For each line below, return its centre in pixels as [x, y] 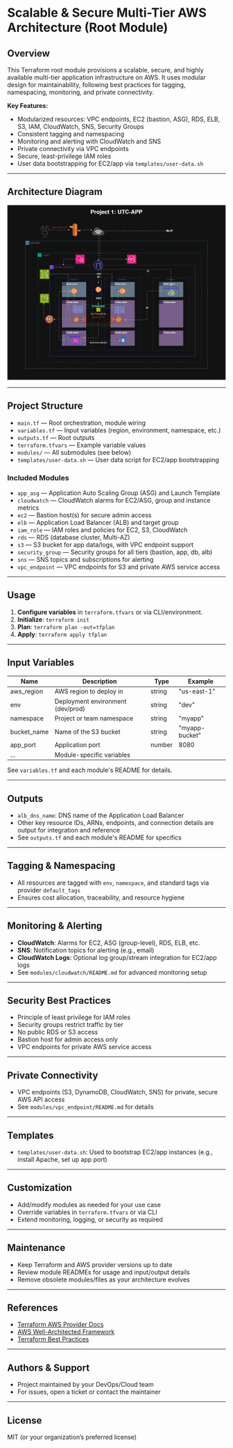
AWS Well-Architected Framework [66, 1332]
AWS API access [41, 1100]
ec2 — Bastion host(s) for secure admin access [84, 515]
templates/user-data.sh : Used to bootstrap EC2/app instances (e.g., [115, 1152]
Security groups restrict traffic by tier [70, 1025]
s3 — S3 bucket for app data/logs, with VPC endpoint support [105, 545]
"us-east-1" [197, 691]
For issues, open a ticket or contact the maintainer [89, 1392]
